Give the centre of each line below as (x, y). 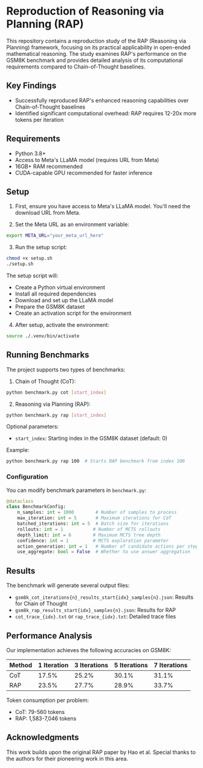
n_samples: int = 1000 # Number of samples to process (97, 513)
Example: (18, 450)
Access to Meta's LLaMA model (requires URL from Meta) (87, 160)
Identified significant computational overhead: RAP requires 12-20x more (105, 113)
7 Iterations (171, 665)
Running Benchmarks (48, 355)
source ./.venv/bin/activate (43, 336)
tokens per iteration (39, 120)
